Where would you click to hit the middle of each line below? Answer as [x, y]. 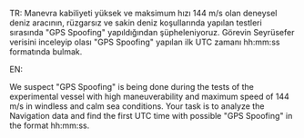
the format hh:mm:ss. [50, 125]
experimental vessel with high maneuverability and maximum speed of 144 [149, 96]
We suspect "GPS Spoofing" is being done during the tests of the [132, 87]
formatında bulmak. [46, 52]
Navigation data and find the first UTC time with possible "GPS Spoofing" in [151, 116]
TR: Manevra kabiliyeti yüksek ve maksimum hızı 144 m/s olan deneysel [143, 13]
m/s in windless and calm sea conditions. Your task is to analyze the [137, 106]
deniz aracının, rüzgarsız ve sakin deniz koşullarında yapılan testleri [136, 23]
